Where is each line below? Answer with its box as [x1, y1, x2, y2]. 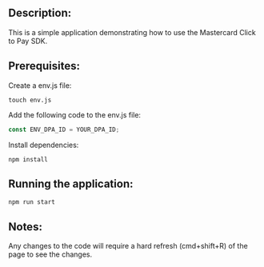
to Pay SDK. [8, 36, 48, 46]
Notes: [8, 220, 42, 233]
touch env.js [8, 96, 52, 104]
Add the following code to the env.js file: [8, 110, 142, 119]
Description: [8, 6, 72, 20]
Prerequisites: [8, 59, 80, 73]
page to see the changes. [8, 249, 93, 259]
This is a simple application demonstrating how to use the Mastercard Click [8, 27, 256, 37]
